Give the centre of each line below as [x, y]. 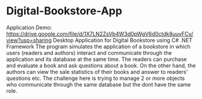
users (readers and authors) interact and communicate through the [89, 52]
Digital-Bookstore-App [64, 11]
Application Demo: [29, 27]
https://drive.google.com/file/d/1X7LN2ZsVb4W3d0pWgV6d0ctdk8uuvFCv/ [100, 33]
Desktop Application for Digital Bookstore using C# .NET [123, 40]
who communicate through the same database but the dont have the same [99, 84]
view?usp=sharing [29, 40]
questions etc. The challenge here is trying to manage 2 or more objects [96, 78]
